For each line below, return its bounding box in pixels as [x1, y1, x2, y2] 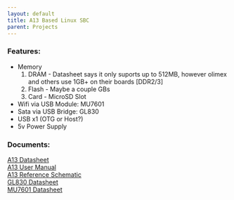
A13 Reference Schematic [7, 170, 82, 179]
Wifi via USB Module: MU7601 [17, 100, 105, 108]
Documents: [7, 140, 51, 149]
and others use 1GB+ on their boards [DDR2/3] [27, 77, 164, 86]
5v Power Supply [17, 122, 67, 131]
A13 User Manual [7, 163, 56, 171]
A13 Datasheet [7, 155, 49, 164]
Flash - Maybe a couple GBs [27, 85, 110, 93]
